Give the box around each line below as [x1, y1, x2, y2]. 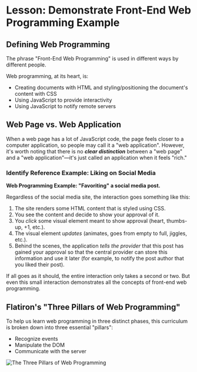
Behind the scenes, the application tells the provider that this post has [14, 242, 184, 250]
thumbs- [166, 217, 188, 224]
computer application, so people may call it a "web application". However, [6, 142, 185, 149]
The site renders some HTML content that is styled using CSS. [14, 205, 166, 212]
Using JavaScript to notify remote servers [14, 103, 116, 109]
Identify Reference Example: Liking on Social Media [6, 169, 156, 177]
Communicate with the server [14, 347, 87, 354]
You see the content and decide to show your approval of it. [14, 211, 160, 218]
